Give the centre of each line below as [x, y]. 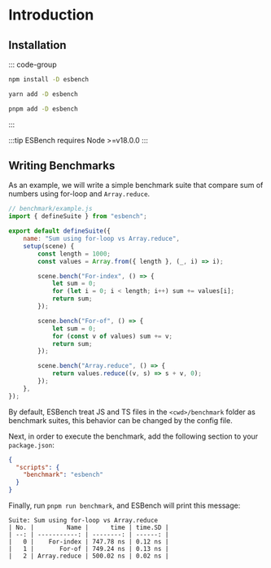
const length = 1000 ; [74, 254]
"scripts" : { [38, 467]
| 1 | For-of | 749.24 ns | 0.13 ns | [89, 549]
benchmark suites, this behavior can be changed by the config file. [121, 420]
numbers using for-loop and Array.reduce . [79, 194]
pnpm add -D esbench [44, 109]
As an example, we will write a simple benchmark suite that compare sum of [136, 186]
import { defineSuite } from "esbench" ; [78, 216]
